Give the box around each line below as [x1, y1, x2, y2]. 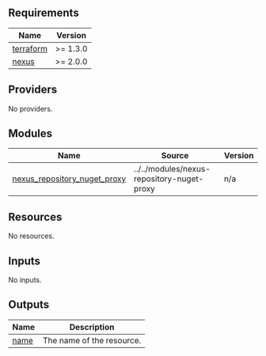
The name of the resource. [42, 335, 142, 346]
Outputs [8, 298, 50, 312]
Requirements [8, 6, 79, 20]
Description [69, 321, 115, 332]
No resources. [8, 231, 55, 240]
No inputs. [8, 275, 42, 285]
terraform [12, 43, 48, 54]
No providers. [8, 104, 53, 113]
